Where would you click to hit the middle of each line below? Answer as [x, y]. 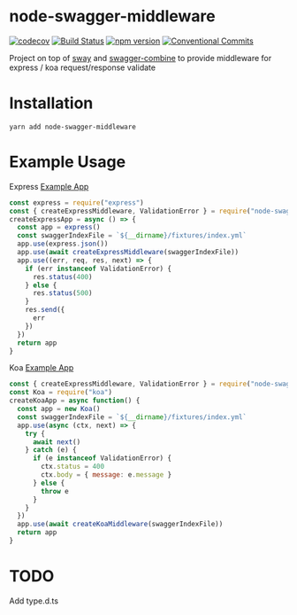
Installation [51, 103]
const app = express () [59, 228]
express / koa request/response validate [83, 67]
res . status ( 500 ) [62, 293]
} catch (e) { [51, 450]
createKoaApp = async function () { [75, 401]
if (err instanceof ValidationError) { [99, 269]
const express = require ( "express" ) [76, 202]
